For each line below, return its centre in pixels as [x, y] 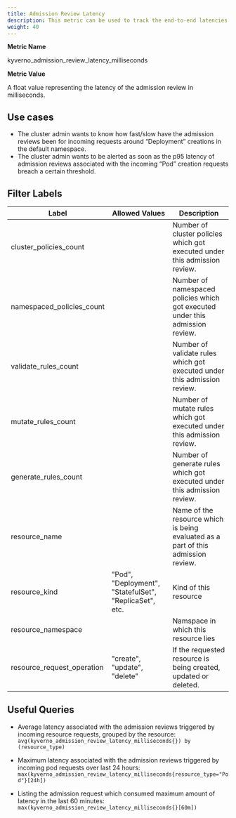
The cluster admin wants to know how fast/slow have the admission [116, 134]
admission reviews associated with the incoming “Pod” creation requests [123, 164]
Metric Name [27, 47]
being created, [196, 667]
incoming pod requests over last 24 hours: [79, 767]
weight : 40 [23, 27]
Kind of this [191, 587]
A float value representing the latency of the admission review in [100, 88]
